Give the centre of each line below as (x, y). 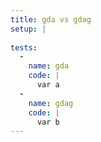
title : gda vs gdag (51, 19)
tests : (24, 47)
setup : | (28, 29)
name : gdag (51, 103)
